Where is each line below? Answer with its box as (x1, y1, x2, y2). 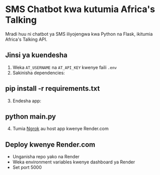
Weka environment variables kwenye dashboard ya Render (12, 159, 135, 165)
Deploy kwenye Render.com (5, 140, 95, 149)
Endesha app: (12, 97, 41, 104)
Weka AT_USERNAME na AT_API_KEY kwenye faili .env (12, 64, 117, 70)
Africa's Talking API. (5, 36, 47, 42)
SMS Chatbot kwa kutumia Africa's (5, 4, 155, 15)
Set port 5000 (12, 164, 42, 170)
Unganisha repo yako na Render (12, 154, 80, 160)
